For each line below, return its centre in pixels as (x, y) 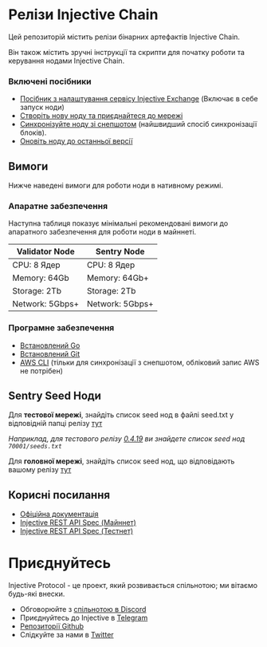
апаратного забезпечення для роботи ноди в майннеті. (102, 232)
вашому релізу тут (40, 470)
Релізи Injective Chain (83, 15)
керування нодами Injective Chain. (67, 61)
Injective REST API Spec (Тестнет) (77, 531)
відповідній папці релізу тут (55, 424)
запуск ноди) (42, 107)
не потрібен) (41, 371)
